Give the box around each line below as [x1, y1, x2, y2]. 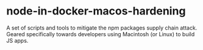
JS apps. [6, 37, 29, 44]
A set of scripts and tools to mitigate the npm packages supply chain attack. [6, 24, 198, 31]
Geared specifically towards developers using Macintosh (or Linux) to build [6, 30, 195, 37]
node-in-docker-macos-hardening [6, 4, 186, 18]
